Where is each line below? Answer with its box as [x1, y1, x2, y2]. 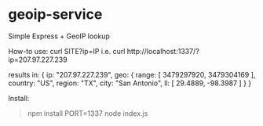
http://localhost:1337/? [126, 46, 200, 56]
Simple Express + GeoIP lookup [8, 31, 110, 41]
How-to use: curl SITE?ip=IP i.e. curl [8, 46, 126, 56]
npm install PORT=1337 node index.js [27, 108, 148, 118]
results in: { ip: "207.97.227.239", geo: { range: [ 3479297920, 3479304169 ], [8, 70, 256, 79]
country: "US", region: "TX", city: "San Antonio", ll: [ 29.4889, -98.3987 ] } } [8, 78, 252, 88]
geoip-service [8, 5, 103, 23]
